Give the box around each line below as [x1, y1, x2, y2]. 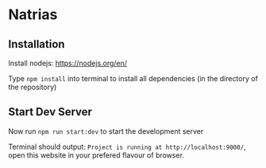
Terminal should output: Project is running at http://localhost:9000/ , [8, 142, 246, 151]
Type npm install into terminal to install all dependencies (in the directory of [8, 74, 258, 83]
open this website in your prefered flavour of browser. [8, 150, 185, 160]
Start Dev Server [8, 105, 93, 119]
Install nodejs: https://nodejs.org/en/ [8, 58, 128, 68]
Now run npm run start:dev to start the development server [8, 126, 204, 136]
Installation [8, 37, 65, 51]
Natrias [8, 6, 58, 24]
